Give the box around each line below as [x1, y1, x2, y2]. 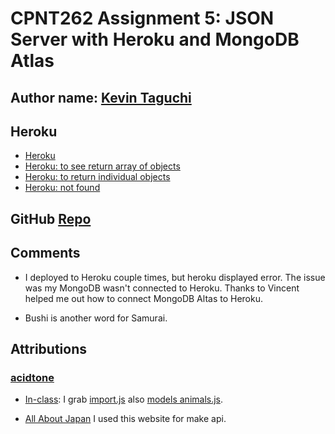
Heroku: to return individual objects [24, 171, 171, 183]
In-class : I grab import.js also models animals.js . [24, 393, 224, 406]
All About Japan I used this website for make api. [24, 413, 227, 425]
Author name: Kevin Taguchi [10, 89, 192, 106]
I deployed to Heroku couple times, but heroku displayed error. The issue [24, 271, 326, 283]
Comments [10, 245, 81, 262]
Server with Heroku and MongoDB [10, 28, 300, 51]
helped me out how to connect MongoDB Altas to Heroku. [24, 292, 263, 304]
